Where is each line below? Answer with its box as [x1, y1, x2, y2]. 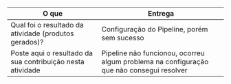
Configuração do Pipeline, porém [101, 25, 208, 33]
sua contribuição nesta [10, 57, 85, 66]
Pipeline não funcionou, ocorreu [101, 48, 205, 57]
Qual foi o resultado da [10, 20, 84, 29]
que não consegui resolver [101, 66, 188, 74]
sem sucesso [101, 33, 144, 42]
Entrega [147, 9, 175, 18]
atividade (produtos [10, 29, 74, 38]
